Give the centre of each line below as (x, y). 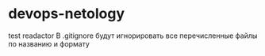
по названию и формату (49, 43)
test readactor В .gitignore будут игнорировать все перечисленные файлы (133, 35)
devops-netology (67, 14)
